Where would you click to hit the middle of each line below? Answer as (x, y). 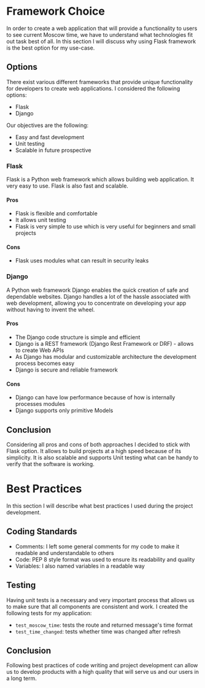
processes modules (40, 404)
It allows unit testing (41, 220)
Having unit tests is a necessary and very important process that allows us (100, 600)
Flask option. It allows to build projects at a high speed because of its (94, 451)
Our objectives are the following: (48, 125)
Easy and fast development (50, 137)
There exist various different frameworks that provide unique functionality (100, 82)
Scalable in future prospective (53, 150)
